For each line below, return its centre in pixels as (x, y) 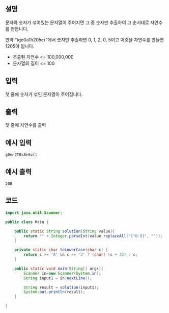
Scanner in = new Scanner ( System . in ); (62, 273)
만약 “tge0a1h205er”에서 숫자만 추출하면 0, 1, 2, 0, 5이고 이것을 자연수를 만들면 (85, 39)
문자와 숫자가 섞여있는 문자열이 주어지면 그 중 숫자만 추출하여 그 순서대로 (77, 22)
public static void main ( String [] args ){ (59, 269)
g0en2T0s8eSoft (21, 155)
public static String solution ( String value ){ (65, 231)
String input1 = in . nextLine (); (58, 278)
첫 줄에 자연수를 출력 (26, 125)
